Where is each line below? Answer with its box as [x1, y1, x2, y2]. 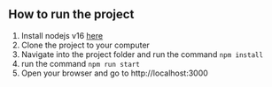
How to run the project [8, 7, 135, 22]
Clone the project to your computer [20, 40, 150, 50]
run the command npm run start [20, 58, 141, 69]
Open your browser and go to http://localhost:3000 [20, 68, 209, 78]
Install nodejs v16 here [20, 30, 104, 40]
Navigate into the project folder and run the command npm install [20, 48, 263, 60]
